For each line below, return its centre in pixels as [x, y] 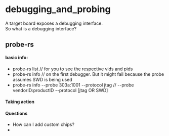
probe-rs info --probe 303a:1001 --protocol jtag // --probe [73, 85]
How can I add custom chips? [44, 124]
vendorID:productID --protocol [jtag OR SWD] [60, 90]
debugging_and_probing [58, 9]
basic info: [17, 57]
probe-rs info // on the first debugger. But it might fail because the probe [88, 74]
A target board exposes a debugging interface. [54, 23]
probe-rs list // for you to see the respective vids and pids [73, 69]
